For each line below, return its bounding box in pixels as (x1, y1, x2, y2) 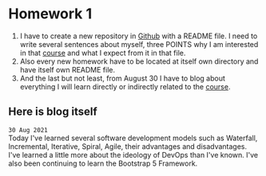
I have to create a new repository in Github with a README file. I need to (19, 31, 258, 41)
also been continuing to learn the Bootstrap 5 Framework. (8, 158, 198, 168)
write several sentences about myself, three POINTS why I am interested (19, 39, 259, 49)
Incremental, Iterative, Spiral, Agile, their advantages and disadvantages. (8, 141, 248, 151)
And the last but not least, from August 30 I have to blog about (19, 73, 226, 83)
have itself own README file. (19, 65, 116, 74)
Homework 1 (8, 5, 93, 23)
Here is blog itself (8, 105, 97, 119)
